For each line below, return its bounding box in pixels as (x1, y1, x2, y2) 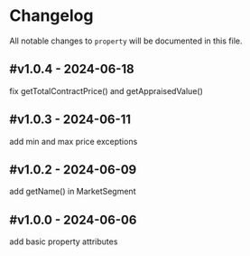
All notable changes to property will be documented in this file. (9, 35, 243, 46)
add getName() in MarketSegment (9, 186, 136, 197)
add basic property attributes (9, 236, 118, 247)
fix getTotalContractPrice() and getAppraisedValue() (9, 85, 203, 96)
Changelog (9, 5, 94, 26)
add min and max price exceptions (9, 136, 138, 147)
